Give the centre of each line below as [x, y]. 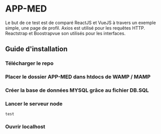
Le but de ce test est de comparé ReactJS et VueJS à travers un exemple [80, 23]
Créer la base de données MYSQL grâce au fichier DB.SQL [77, 90]
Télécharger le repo [29, 63]
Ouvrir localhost [25, 127]
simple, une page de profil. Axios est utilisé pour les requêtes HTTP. [75, 28]
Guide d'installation [36, 49]
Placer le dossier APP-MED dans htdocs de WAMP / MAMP [78, 77]
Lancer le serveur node [34, 104]
